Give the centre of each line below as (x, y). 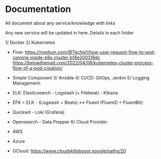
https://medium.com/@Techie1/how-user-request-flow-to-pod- (90, 52)
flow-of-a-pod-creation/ (37, 68)
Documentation (38, 9)
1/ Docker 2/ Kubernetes (30, 42)
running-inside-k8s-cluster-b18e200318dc (56, 57)
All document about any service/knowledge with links (60, 23)
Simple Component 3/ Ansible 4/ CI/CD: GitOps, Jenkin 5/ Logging (81, 77)
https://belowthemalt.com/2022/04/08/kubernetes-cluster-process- (83, 62)
